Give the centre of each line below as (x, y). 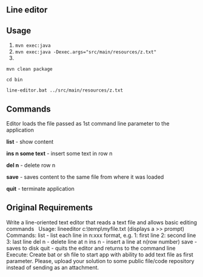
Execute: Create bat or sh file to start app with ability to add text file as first (100, 255)
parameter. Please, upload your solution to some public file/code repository (101, 261)
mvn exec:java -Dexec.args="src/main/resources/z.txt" (86, 52)
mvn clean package (29, 69)
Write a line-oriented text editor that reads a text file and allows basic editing (102, 222)
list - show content (30, 142)
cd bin (15, 80)
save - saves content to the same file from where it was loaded (85, 177)
